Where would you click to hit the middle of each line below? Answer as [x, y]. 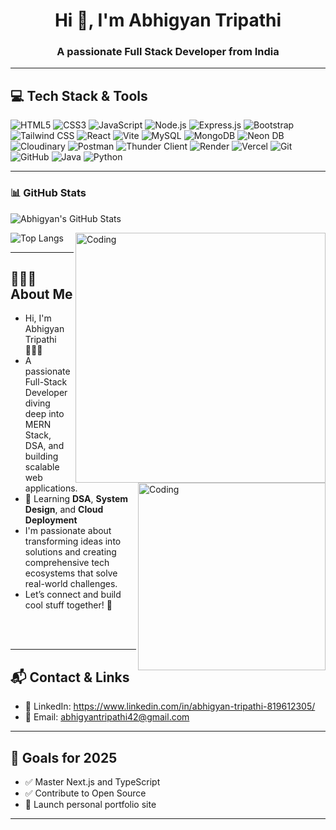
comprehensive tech [67, 563]
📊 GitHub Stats [48, 193]
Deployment [51, 520]
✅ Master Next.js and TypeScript [92, 782]
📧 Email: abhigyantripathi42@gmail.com [107, 717]
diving [37, 403]
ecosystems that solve [71, 573]
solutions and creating [70, 552]
